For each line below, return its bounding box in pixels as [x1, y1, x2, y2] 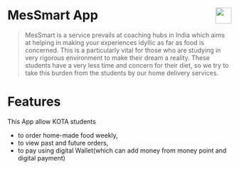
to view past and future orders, [17, 138, 109, 147]
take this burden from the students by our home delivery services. [24, 68, 219, 77]
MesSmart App [7, 7, 98, 24]
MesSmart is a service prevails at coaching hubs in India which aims [24, 31, 225, 39]
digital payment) [17, 153, 66, 162]
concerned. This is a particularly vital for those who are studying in [24, 46, 221, 54]
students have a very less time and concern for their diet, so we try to [24, 61, 229, 69]
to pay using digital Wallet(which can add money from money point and [17, 146, 227, 155]
